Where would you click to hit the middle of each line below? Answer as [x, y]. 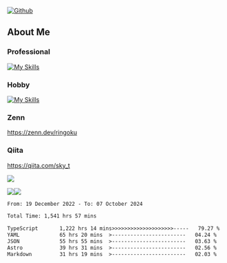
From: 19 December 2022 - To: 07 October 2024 [75, 204]
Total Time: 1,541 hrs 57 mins [52, 216]
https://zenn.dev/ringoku [42, 133]
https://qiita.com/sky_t [39, 165]
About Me [29, 32]
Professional [29, 52]
